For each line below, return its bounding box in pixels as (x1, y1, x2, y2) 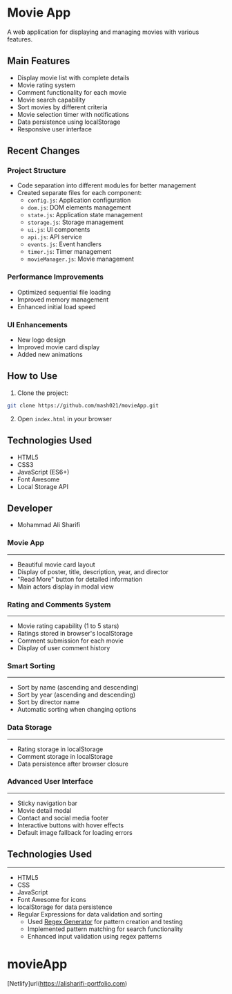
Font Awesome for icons (17, 895, 86, 903)
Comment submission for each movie (17, 636, 124, 645)
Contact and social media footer (17, 813, 109, 822)
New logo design (17, 335, 66, 344)
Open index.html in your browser (17, 414, 113, 423)
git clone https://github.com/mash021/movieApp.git (7, 402, 159, 409)
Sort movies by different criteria (17, 102, 108, 111)
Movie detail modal (17, 806, 72, 814)
